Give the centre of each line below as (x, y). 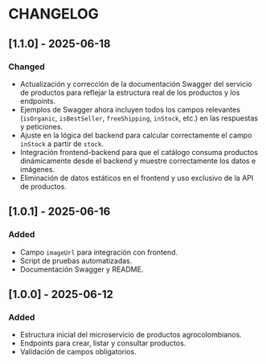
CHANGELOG (53, 14)
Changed (27, 67)
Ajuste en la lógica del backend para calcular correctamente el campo (136, 135)
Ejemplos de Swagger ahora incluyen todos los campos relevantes (130, 109)
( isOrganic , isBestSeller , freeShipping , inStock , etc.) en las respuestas (139, 118)
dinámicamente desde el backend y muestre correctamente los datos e (138, 161)
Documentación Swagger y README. (82, 269)
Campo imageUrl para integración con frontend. (99, 252)
